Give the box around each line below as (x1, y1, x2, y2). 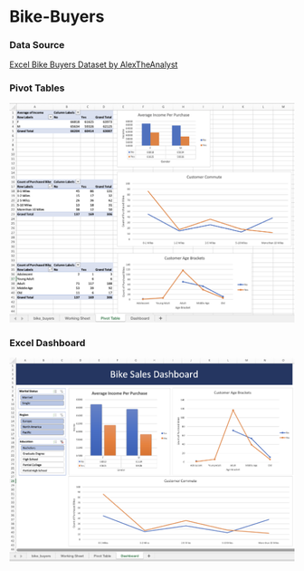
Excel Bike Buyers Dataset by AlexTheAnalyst (9, 59, 178, 70)
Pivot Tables (9, 82, 65, 94)
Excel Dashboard (9, 337, 86, 350)
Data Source (9, 39, 65, 52)
